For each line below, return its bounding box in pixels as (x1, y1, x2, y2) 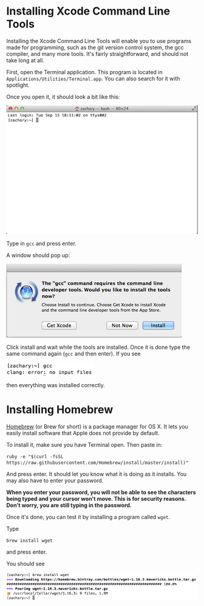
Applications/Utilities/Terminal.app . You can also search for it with (6, 75, 180, 82)
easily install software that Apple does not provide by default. (6, 430, 160, 437)
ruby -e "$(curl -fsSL (6, 454, 64, 460)
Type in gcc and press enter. (6, 240, 77, 247)
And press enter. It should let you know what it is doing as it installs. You (6, 470, 187, 478)
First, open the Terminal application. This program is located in (6, 68, 163, 75)
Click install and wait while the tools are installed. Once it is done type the (6, 343, 190, 351)
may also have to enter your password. (6, 477, 104, 484)
